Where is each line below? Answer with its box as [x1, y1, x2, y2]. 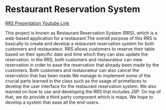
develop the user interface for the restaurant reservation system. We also [5, 83, 157, 89]
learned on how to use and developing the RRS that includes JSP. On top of [5, 88, 161, 94]
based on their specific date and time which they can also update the [5, 51, 148, 57]
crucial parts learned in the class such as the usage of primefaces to [5, 78, 147, 84]
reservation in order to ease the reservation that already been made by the [5, 62, 159, 68]
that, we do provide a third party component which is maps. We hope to [5, 94, 153, 100]
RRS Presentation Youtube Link [5, 20, 69, 26]
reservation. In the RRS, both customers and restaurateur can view [5, 56, 143, 62]
